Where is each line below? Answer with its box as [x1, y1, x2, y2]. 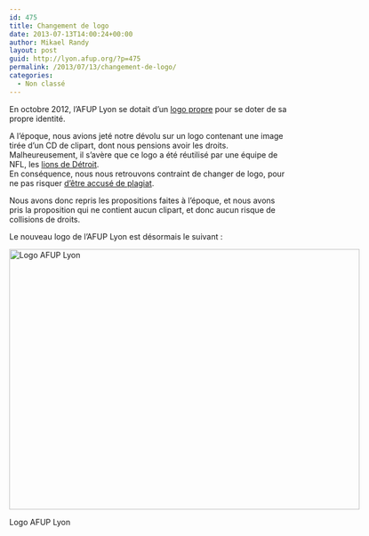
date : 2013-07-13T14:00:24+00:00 [9, 29, 133, 38]
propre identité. [9, 113, 66, 124]
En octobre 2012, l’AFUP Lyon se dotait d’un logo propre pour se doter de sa [9, 103, 287, 114]
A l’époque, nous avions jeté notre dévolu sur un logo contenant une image [9, 130, 284, 141]
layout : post [9, 46, 58, 55]
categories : [9, 71, 53, 80]
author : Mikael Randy [9, 37, 90, 47]
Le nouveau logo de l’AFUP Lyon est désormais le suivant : [9, 231, 223, 241]
